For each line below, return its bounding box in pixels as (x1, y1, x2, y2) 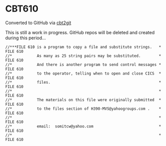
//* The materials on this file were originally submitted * (5, 97, 161, 102)
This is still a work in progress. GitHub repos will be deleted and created (5, 29, 155, 35)
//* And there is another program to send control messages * (5, 62, 161, 67)
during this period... (5, 35, 46, 41)
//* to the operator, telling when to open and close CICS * (5, 71, 161, 76)
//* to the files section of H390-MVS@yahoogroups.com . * (5, 106, 161, 111)
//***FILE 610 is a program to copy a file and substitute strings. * (5, 44, 161, 49)
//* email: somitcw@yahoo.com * (5, 124, 161, 129)
